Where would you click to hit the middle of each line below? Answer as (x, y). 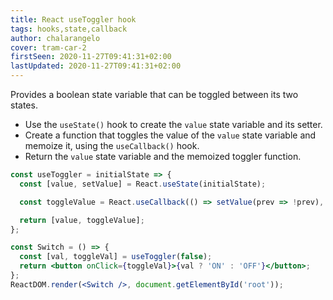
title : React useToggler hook (73, 19)
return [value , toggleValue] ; (82, 220)
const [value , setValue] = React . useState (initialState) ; (143, 184)
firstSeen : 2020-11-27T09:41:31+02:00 (91, 57)
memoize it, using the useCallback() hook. (112, 145)
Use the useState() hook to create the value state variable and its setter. (173, 124)
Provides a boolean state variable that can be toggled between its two (154, 94)
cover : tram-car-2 (48, 47)
